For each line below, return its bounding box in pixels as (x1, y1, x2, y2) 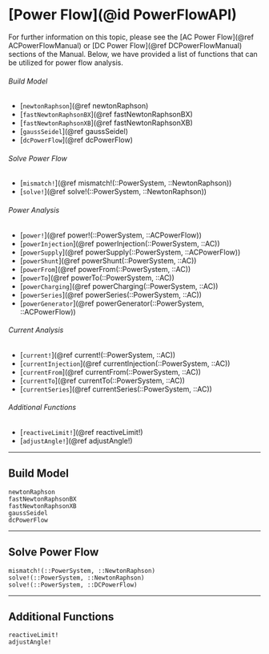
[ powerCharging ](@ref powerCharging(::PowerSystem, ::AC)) (19, 281, 219, 290)
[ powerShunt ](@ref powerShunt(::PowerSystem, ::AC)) (19, 255, 197, 266)
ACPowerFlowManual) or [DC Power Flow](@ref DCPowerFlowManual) (8, 40, 243, 50)
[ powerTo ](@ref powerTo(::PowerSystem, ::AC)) (19, 273, 175, 282)
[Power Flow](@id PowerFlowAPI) (8, 6, 238, 24)
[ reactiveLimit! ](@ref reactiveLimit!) (19, 427, 143, 437)
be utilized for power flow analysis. (8, 58, 124, 67)
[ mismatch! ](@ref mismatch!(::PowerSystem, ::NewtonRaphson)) (19, 178, 232, 188)
